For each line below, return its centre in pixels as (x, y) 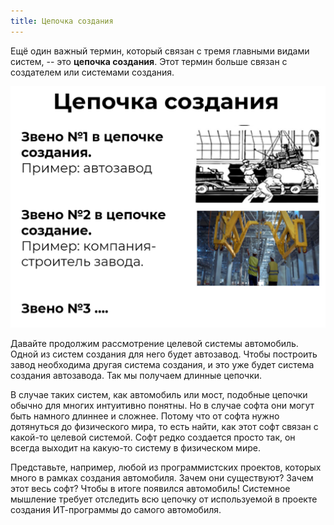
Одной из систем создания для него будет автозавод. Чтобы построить (164, 354)
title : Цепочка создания (62, 21)
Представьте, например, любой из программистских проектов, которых (166, 467)
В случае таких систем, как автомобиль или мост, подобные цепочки (159, 394)
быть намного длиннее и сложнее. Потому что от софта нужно (145, 416)
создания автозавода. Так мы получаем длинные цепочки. (136, 375)
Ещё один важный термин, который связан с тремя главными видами (160, 51)
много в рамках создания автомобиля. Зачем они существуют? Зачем (162, 477)
